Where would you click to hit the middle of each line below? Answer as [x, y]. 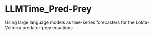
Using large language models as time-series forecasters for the [70, 22]
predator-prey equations [48, 27]
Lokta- [143, 22]
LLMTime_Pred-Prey [48, 9]
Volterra [13, 27]
